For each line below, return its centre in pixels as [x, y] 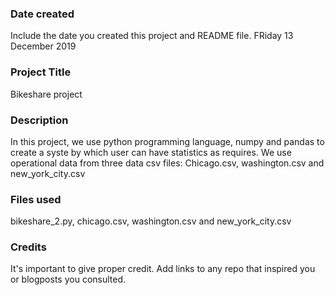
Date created [42, 14]
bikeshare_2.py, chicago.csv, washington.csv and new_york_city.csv [151, 221]
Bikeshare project [46, 94]
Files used [36, 199]
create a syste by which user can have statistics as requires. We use [151, 152]
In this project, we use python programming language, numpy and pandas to [167, 141]
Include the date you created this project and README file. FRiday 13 [152, 36]
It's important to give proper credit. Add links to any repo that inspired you [163, 269]
